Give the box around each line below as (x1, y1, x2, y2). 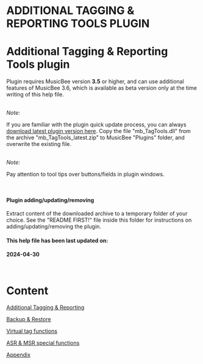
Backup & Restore (6, 316, 51, 323)
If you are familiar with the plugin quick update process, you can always (6, 121, 187, 128)
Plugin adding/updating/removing (6, 196, 94, 203)
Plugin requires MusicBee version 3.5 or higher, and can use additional (6, 78, 184, 86)
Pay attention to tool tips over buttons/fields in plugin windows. (6, 170, 165, 178)
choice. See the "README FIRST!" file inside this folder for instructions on (6, 216, 192, 224)
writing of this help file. (6, 91, 64, 98)
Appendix (6, 351, 30, 359)
